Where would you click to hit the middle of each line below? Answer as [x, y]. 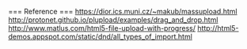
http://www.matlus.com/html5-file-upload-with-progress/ [102, 28]
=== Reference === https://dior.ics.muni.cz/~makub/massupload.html [123, 11]
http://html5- [218, 28]
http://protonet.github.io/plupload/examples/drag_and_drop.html [113, 20]
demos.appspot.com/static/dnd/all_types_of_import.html [100, 36]
